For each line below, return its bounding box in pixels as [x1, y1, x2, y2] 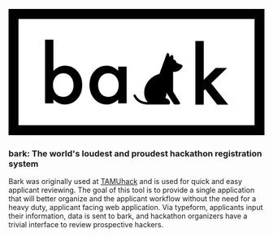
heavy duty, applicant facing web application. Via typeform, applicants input [8, 203, 263, 213]
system [8, 158, 39, 169]
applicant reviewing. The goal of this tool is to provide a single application [8, 185, 255, 195]
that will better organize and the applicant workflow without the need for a [8, 194, 257, 204]
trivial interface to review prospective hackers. [8, 220, 164, 230]
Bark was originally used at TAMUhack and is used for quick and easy [8, 177, 242, 187]
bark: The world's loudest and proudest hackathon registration [8, 147, 262, 159]
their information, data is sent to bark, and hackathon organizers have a [8, 211, 248, 221]
